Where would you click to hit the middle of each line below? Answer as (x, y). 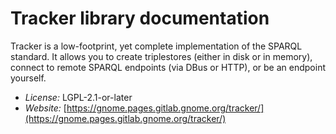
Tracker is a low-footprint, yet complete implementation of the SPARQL (156, 46)
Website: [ (45, 108)
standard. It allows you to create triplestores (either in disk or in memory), (161, 56)
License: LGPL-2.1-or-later (78, 97)
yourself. (28, 78)
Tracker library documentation (140, 18)
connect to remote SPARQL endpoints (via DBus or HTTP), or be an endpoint (168, 67)
